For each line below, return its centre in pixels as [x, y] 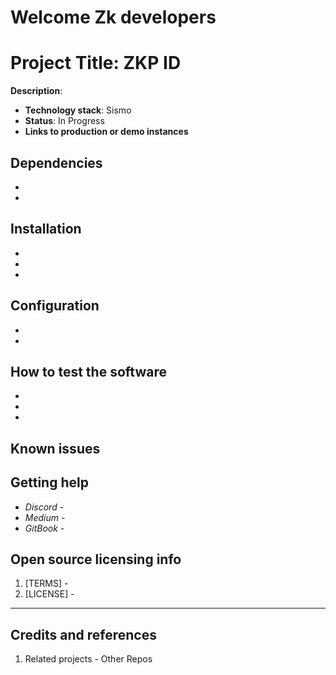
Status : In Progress [64, 121]
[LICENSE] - [49, 594]
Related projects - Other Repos [88, 659]
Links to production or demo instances [106, 132]
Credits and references [83, 634]
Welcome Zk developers [113, 17]
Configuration [55, 306]
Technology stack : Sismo [78, 110]
